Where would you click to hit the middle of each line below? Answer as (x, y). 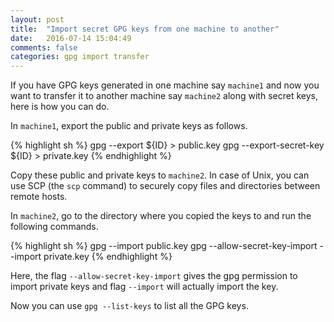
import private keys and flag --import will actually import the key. (144, 287)
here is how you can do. (60, 107)
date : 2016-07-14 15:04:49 (71, 38)
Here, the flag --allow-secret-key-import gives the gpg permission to (154, 276)
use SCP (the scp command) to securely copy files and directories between (165, 186)
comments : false (44, 47)
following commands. (54, 227)
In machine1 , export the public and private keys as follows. (129, 126)
